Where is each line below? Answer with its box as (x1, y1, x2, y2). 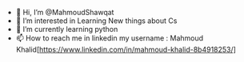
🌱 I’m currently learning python (15, 25, 118, 33)
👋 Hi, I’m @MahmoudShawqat (15, 8, 114, 17)
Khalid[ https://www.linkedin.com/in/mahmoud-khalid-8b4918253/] (15, 45, 236, 54)
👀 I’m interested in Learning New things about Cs (15, 16, 178, 25)
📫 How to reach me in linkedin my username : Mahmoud (15, 33, 204, 43)
